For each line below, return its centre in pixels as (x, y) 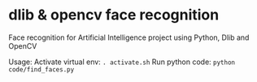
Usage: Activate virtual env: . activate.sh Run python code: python (122, 62)
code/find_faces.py (41, 69)
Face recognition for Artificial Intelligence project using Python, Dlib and (129, 37)
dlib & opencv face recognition (114, 15)
